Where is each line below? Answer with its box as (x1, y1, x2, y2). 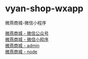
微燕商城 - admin (5, 42, 40, 48)
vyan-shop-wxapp (5, 3, 84, 14)
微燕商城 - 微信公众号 (5, 30, 49, 36)
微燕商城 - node (5, 49, 38, 55)
